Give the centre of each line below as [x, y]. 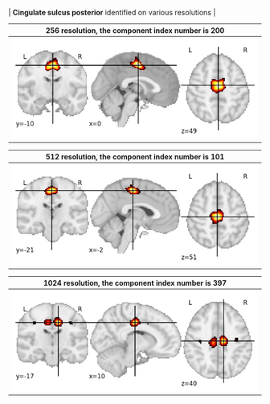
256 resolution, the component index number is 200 [135, 30]
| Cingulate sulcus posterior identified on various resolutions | [112, 12]
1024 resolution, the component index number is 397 [135, 282]
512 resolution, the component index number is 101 [135, 156]
